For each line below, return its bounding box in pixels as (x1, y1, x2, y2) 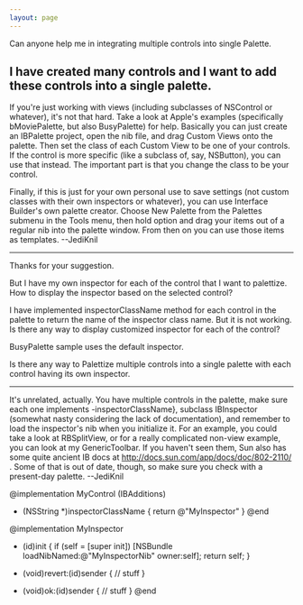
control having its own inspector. (9, 369, 131, 380)
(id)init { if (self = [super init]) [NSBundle (22, 541, 173, 552)
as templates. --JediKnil (9, 234, 98, 245)
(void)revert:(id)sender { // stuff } (22, 568, 146, 579)
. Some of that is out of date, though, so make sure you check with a (9, 462, 263, 472)
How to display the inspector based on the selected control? (9, 288, 233, 298)
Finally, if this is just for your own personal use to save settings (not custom (9, 187, 289, 197)
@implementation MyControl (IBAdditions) (9, 489, 167, 500)
